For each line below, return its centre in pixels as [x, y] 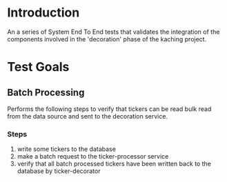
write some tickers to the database [66, 149]
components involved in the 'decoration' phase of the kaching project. [107, 39]
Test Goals [38, 67]
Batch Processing [46, 92]
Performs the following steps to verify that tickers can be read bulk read [109, 109]
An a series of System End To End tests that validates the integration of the [113, 32]
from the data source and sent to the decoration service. [87, 116]
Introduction [43, 13]
